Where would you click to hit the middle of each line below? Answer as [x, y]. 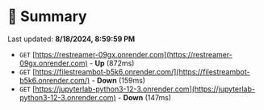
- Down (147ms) [144, 97]
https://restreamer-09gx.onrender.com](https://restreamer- [134, 54]
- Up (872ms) [112, 63]
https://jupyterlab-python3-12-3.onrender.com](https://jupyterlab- [145, 89]
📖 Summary [47, 17]
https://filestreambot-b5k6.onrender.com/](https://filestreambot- [142, 71]
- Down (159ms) [119, 80]
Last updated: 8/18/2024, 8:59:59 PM [71, 39]
